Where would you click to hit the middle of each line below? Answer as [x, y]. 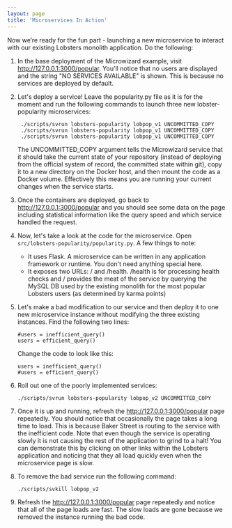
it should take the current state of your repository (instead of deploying [119, 157]
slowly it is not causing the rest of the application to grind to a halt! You [119, 440]
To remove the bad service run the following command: [96, 476]
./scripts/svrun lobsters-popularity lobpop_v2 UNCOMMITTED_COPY [114, 398]
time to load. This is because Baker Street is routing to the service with [119, 426]
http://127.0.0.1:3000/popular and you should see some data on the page [121, 207]
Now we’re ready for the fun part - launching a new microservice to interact [116, 40]
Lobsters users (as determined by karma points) [96, 293]
